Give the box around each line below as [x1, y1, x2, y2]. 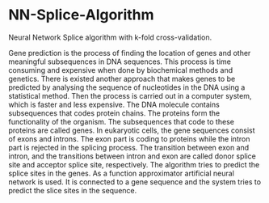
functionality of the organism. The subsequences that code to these [8, 116, 234, 126]
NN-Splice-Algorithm [8, 6, 155, 24]
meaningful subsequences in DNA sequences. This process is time [8, 57, 232, 66]
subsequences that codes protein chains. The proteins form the [8, 108, 221, 118]
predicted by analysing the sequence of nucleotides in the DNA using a [8, 82, 246, 92]
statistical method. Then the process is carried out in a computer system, [8, 91, 252, 100]
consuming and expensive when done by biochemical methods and [8, 65, 233, 74]
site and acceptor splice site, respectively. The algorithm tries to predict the [8, 159, 260, 169]
